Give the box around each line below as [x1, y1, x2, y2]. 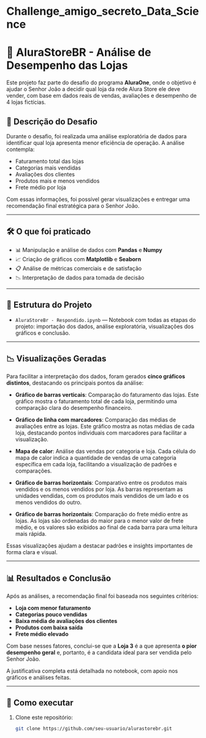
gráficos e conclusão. [15, 329, 71, 336]
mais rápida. [15, 530, 47, 538]
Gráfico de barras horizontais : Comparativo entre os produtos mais [15, 479, 187, 487]
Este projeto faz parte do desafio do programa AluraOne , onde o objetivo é [6, 79, 196, 87]
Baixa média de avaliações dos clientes [15, 618, 118, 625]
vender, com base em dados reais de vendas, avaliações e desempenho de [6, 92, 197, 100]
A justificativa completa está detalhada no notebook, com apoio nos [6, 667, 178, 675]
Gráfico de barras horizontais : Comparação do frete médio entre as [15, 511, 188, 518]
